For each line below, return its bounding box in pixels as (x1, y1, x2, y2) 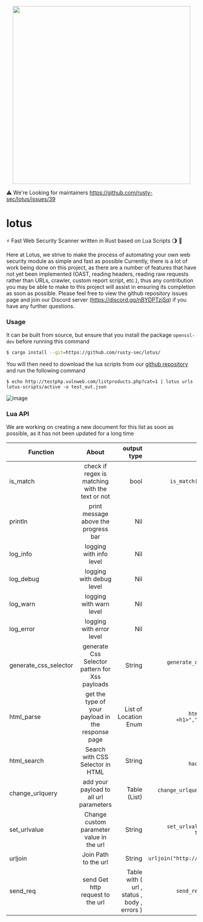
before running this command (16, 338, 89, 345)
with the (83, 485, 107, 493)
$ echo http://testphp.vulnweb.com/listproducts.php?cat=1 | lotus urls (6, 379, 193, 385)
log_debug (9, 575, 39, 583)
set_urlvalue (9, 826, 44, 834)
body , (124, 898, 143, 907)
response (82, 728, 109, 736)
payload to (80, 785, 111, 794)
